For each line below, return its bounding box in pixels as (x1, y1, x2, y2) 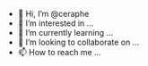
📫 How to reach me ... (17, 47, 101, 57)
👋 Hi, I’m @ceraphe (17, 9, 90, 19)
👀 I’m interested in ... (17, 18, 94, 29)
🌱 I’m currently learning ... (17, 28, 114, 37)
